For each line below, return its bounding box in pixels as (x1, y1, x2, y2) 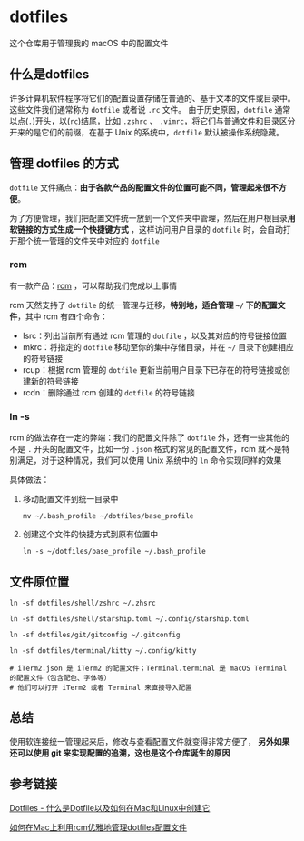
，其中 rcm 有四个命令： (17, 311, 109, 322)
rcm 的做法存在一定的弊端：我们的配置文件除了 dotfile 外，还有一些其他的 (9, 432, 290, 443)
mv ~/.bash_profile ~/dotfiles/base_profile (22, 512, 194, 521)
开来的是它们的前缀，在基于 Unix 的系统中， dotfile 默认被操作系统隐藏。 (9, 126, 284, 137)
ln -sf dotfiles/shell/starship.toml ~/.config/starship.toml (9, 614, 250, 624)
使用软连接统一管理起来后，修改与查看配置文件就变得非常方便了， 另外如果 (9, 736, 290, 746)
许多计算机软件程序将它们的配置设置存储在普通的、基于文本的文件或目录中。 (9, 93, 296, 104)
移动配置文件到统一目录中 (22, 494, 119, 505)
